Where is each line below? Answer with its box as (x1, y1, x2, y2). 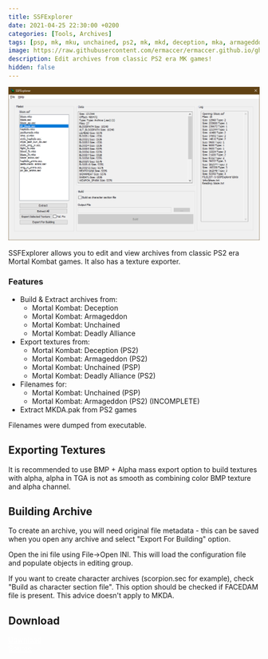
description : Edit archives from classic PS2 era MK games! (8, 55, 213, 63)
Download (8, 613, 60, 627)
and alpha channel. (8, 482, 71, 491)
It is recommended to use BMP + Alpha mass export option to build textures (8, 464, 258, 474)
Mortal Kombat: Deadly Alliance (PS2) (31, 371, 156, 380)
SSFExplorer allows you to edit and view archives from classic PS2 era (8, 248, 239, 257)
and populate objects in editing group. (8, 558, 133, 568)
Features (8, 276, 44, 288)
